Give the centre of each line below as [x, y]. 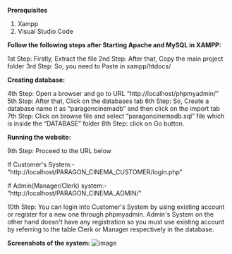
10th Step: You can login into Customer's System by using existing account [116, 207]
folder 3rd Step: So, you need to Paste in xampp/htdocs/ [89, 66]
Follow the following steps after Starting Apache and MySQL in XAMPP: [114, 45]
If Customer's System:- [41, 164]
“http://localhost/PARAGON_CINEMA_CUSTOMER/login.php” [95, 172]
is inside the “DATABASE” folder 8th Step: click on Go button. [96, 123]
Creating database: [36, 80]
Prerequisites [28, 10]
